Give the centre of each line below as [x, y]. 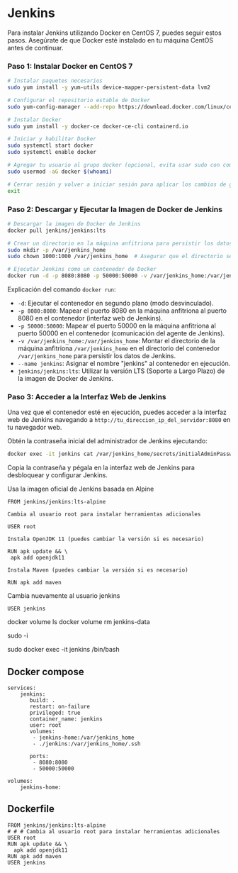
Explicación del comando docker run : [62, 289]
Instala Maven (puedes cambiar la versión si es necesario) [98, 570]
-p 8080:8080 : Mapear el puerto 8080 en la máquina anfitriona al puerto [122, 311]
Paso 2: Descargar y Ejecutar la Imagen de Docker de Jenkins [115, 209]
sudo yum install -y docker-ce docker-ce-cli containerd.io [98, 126]
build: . [42, 701]
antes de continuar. [35, 48]
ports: [39, 757]
